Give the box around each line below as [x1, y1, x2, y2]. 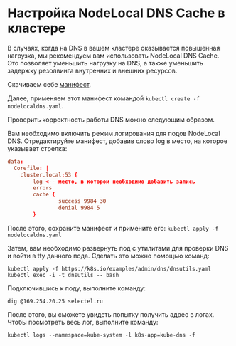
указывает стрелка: [7, 144, 68, 152]
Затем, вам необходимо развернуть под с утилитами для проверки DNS [7, 243, 229, 252]
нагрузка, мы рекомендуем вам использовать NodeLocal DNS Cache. [7, 51, 220, 60]
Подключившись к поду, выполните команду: [7, 283, 146, 293]
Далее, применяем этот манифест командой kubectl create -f [7, 94, 200, 103]
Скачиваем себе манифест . [7, 80, 91, 88]
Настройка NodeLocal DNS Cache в [7, 5, 225, 21]
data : [7, 158, 23, 165]
